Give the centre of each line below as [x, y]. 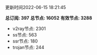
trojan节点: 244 [28, 47]
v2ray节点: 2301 [29, 28]
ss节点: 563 [25, 35]
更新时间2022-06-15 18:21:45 [36, 7]
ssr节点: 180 [25, 41]
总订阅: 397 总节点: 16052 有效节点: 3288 [49, 18]
